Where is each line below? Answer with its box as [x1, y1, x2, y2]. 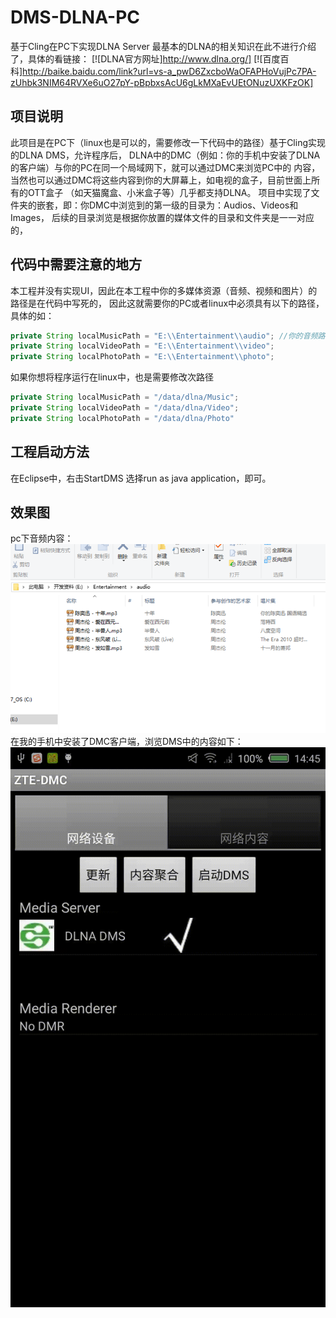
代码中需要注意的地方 [10, 256, 142, 273]
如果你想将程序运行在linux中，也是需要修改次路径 [10, 371, 214, 383]
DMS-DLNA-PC [10, 6, 141, 29]
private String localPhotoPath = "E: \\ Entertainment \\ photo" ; [10, 352, 275, 362]
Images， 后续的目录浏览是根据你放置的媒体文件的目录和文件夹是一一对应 [10, 211, 315, 223]
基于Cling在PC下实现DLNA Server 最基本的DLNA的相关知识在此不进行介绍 [10, 40, 317, 52]
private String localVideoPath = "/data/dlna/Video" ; [10, 403, 240, 413]
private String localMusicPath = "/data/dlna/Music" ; [10, 392, 240, 403]
